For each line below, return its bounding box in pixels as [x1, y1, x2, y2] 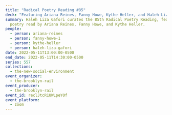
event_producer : [5, 83, 40, 88]
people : [5, 26, 22, 32]
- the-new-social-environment [10, 69, 74, 74]
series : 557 [5, 60, 31, 65]
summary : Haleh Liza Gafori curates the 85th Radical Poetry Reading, [5, 17, 159, 22]
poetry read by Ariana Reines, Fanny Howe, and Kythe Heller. [10, 21, 145, 27]
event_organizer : [5, 74, 42, 79]
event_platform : [5, 97, 40, 102]
